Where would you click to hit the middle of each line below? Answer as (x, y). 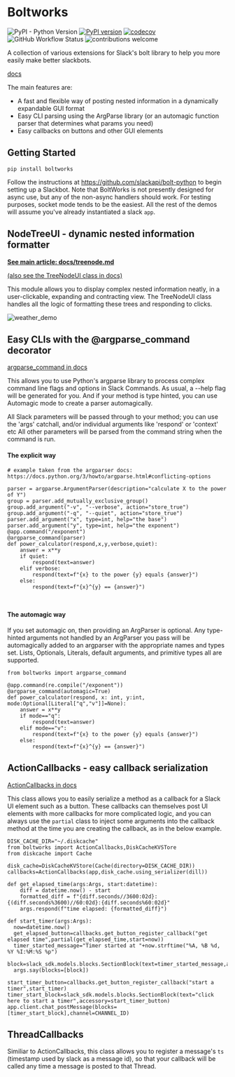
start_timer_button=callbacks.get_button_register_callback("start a (111, 982)
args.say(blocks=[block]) (51, 970)
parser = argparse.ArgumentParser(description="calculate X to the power (117, 488)
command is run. (31, 439)
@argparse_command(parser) (47, 537)
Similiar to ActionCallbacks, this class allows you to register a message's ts (116, 1051)
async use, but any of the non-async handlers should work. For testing (109, 196)
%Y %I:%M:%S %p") (33, 951)
